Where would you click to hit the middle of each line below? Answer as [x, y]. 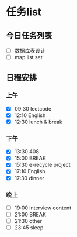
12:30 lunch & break [38, 122]
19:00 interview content [43, 208]
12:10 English [30, 115]
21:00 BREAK [30, 214]
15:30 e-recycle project [42, 165]
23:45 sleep [29, 228]
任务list [24, 12]
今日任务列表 [29, 35]
